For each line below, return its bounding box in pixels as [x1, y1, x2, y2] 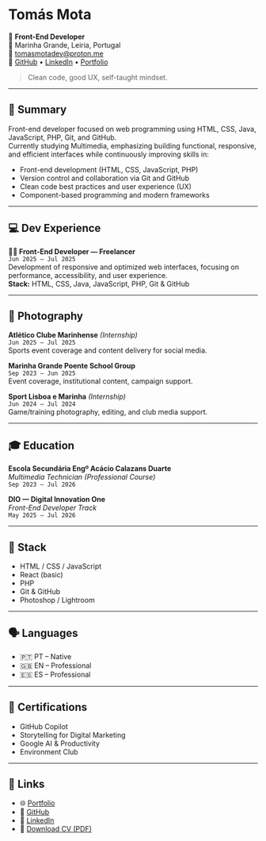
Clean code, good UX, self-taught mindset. [27, 72, 168, 82]
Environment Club [19, 746, 78, 756]
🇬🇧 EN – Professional [19, 661, 92, 670]
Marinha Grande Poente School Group [8, 361, 136, 371]
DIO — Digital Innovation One [8, 495, 105, 504]
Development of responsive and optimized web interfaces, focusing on [8, 262, 240, 272]
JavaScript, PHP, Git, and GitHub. [8, 133, 117, 142]
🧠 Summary [8, 103, 67, 117]
